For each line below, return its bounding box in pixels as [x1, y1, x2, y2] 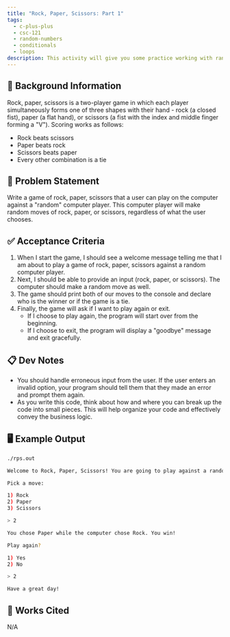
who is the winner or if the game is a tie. [16, 297, 130, 305]
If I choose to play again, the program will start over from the [27, 312, 199, 320]
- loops [13, 49, 36, 56]
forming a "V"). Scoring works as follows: [7, 120, 124, 128]
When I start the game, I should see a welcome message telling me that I [16, 253, 222, 262]
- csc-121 [13, 29, 41, 36]
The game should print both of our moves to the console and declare [16, 290, 212, 299]
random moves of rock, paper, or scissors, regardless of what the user [7, 208, 206, 216]
